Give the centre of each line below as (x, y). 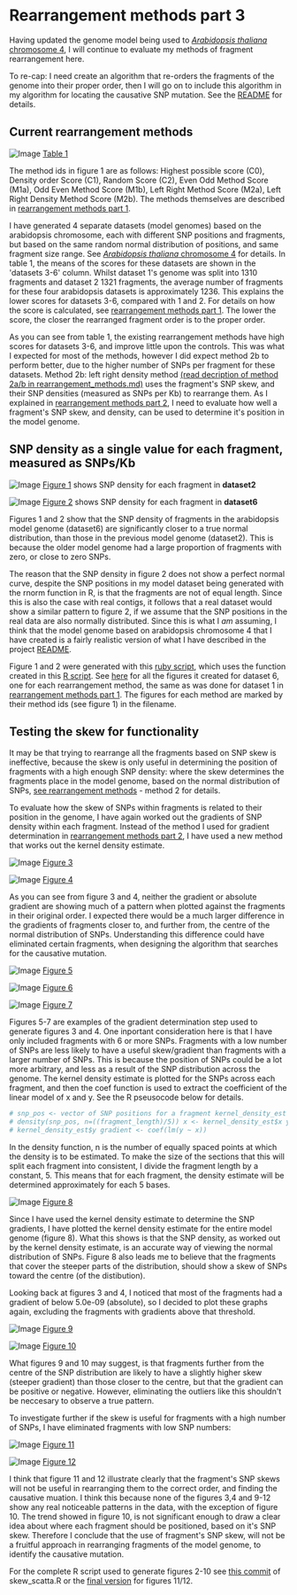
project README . (41, 649)
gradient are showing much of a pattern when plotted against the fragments (147, 906)
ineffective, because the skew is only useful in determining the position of (144, 762)
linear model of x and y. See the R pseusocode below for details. (126, 1097)
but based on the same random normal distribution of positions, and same (144, 244)
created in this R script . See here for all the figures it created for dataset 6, (145, 675)
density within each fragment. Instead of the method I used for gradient (139, 827)
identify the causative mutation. (67, 1554)
